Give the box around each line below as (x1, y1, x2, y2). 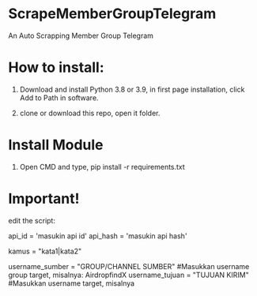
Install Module (8, 136, 104, 154)
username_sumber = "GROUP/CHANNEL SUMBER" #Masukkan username (8, 261, 250, 271)
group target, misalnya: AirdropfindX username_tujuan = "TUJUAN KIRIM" (8, 270, 249, 279)
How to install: (8, 58, 104, 77)
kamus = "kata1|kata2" (8, 246, 82, 256)
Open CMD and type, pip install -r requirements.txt (19, 162, 186, 171)
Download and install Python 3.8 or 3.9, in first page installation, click (19, 84, 245, 94)
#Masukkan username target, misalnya (8, 278, 135, 288)
